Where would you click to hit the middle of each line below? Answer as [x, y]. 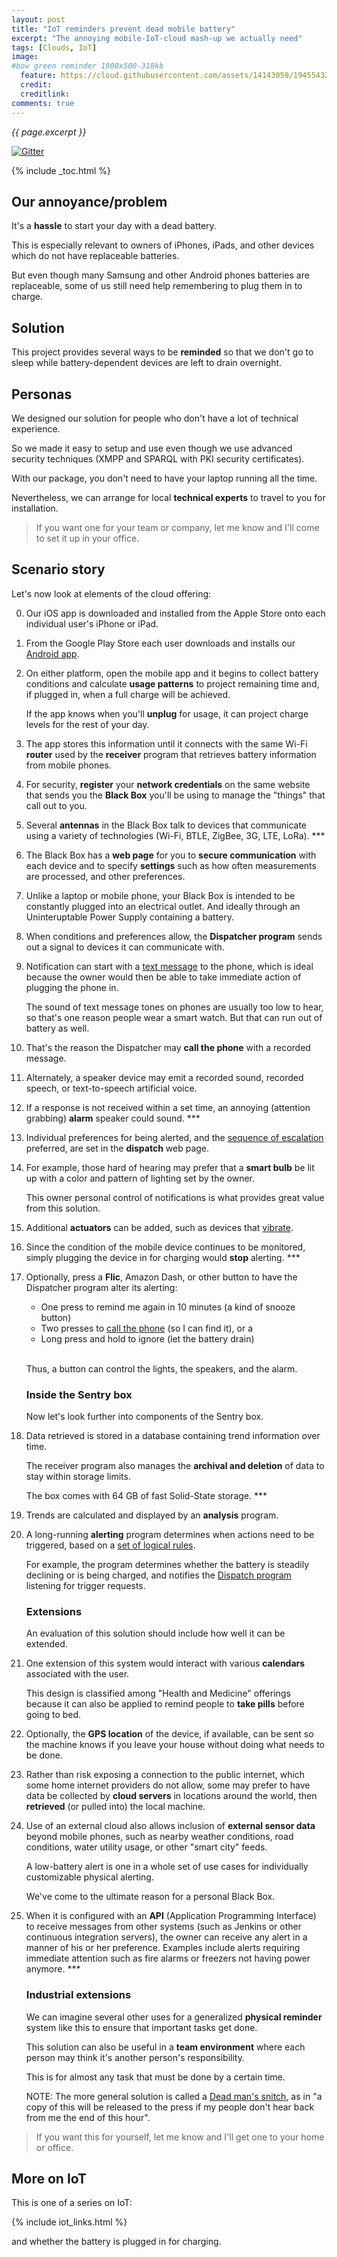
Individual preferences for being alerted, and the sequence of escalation [174, 1137]
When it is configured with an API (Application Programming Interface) [171, 1916]
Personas [42, 394]
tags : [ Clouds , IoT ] [54, 47]
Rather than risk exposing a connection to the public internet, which [165, 1775]
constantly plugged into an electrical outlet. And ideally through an [163, 906]
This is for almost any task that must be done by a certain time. [155, 2077]
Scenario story [58, 569]
